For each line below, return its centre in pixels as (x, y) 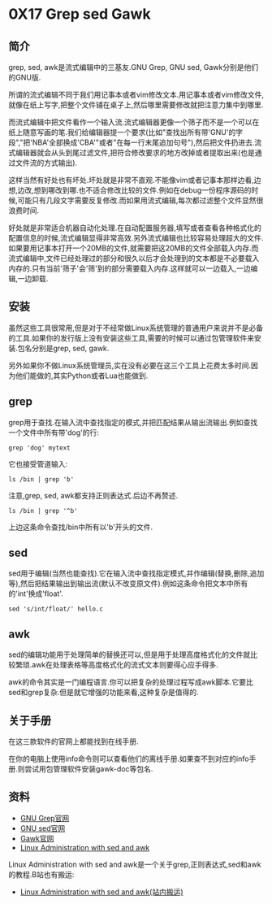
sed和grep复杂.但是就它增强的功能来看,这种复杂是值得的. (104, 693)
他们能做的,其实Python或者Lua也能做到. (82, 376)
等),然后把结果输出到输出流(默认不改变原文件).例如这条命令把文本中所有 (128, 584)
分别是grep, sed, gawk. (71, 348)
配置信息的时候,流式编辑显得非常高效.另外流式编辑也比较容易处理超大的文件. (136, 238)
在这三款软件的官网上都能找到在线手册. (74, 741)
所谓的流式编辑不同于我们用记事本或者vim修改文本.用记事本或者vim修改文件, (136, 95)
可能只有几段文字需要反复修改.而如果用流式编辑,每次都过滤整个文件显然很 (140, 200)
